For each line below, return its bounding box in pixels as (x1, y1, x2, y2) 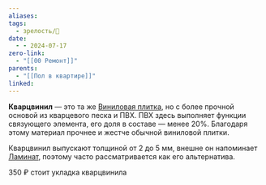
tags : (8, 19, 27, 27)
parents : (8, 65, 38, 73)
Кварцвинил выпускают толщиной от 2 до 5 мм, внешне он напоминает (8, 143, 258, 153)
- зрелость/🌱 (15, 27, 60, 35)
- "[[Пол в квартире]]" (15, 72, 96, 80)
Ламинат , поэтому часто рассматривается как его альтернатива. (8, 151, 235, 162)
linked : (8, 79, 35, 87)
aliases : (8, 11, 38, 20)
